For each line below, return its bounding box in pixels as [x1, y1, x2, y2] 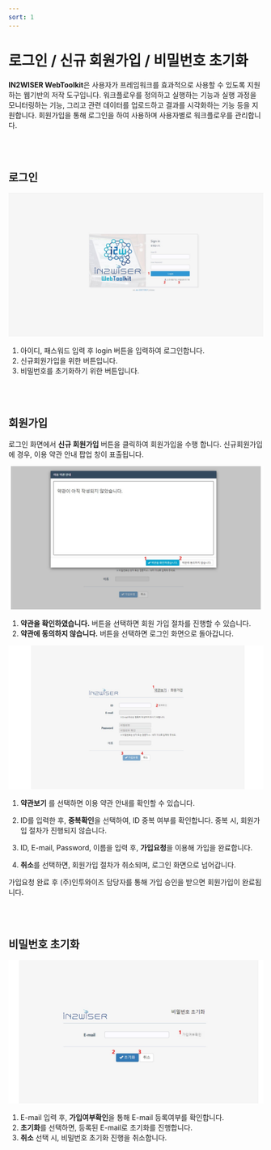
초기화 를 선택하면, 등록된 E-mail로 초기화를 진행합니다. [19, 1122, 193, 1132]
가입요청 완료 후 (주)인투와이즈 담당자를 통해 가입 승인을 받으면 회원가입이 [8, 877, 240, 887]
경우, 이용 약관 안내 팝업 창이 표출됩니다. [16, 449, 144, 459]
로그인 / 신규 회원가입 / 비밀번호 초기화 [8, 51, 248, 70]
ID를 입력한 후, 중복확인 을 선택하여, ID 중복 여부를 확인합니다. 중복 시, [19, 815, 239, 825]
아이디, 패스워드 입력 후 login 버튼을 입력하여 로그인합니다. [19, 345, 205, 356]
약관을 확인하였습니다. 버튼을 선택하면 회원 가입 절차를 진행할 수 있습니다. [19, 619, 252, 628]
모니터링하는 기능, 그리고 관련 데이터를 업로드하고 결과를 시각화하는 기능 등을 [8, 100, 251, 109]
